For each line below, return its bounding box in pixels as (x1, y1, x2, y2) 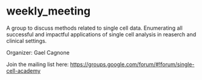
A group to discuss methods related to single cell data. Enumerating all (6, 24, 183, 32)
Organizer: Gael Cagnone (6, 48, 70, 56)
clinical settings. (6, 37, 47, 44)
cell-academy (6, 67, 41, 74)
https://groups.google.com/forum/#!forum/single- (70, 61, 195, 68)
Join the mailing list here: (6, 61, 69, 68)
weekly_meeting (6, 4, 91, 18)
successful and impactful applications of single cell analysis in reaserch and (6, 30, 197, 38)
